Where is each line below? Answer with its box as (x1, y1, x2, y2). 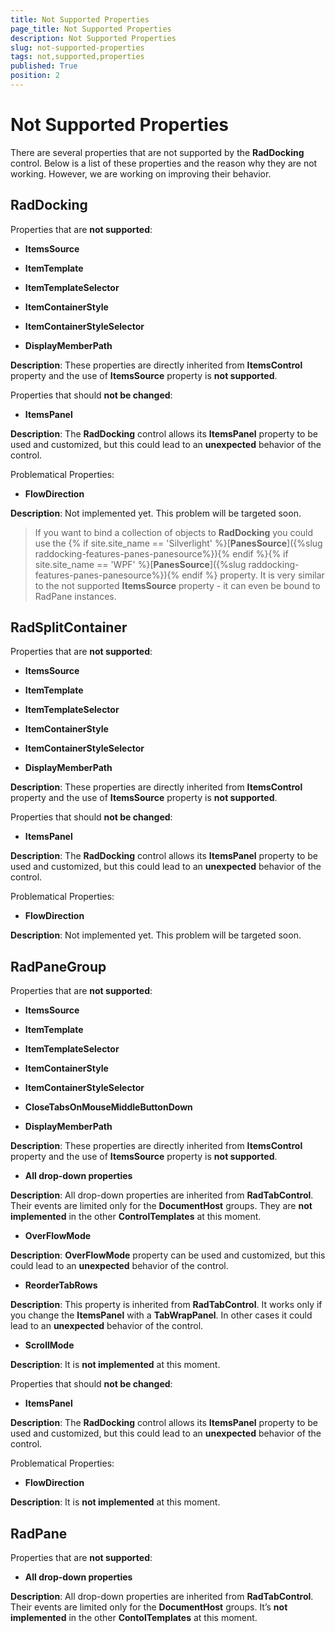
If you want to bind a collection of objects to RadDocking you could (34, 526, 314, 538)
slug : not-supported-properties (10, 42, 145, 53)
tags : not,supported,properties (10, 52, 145, 62)
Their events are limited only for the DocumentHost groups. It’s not (10, 1601, 288, 1613)
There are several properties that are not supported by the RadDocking (10, 146, 305, 158)
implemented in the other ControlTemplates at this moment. (10, 1211, 262, 1223)
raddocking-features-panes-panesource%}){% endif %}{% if (34, 547, 289, 560)
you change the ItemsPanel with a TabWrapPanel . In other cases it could (10, 1309, 313, 1321)
